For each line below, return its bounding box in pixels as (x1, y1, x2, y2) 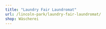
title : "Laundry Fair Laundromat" (5, 7, 77, 12)
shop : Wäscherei (5, 16, 39, 21)
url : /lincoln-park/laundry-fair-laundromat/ (5, 12, 101, 17)
